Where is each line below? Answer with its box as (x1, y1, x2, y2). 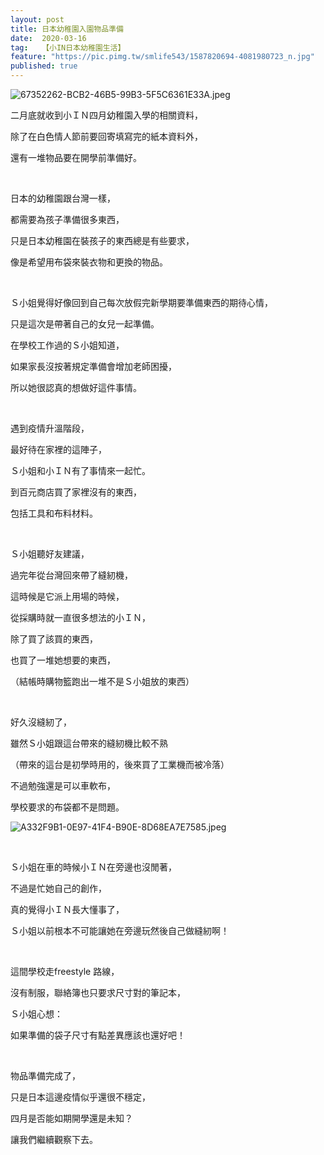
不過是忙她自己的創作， (10, 882, 107, 894)
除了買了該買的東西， (10, 633, 98, 645)
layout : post (10, 14, 65, 25)
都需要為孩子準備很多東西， (10, 214, 125, 225)
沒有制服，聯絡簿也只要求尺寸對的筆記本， (10, 987, 186, 998)
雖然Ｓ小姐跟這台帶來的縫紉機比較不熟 (10, 737, 168, 749)
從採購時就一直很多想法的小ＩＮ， (10, 612, 151, 623)
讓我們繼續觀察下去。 (10, 1134, 98, 1145)
